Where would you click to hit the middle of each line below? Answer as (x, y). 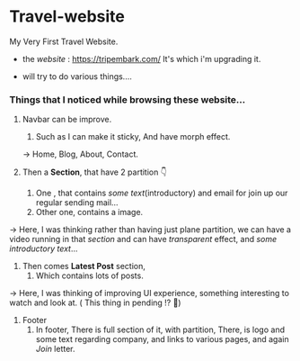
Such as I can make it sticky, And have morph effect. (133, 137)
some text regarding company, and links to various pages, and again (162, 339)
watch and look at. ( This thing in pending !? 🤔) (95, 302)
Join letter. (55, 349)
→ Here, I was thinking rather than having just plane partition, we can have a (150, 230)
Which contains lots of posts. (89, 275)
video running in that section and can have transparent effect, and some (143, 239)
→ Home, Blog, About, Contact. (80, 154)
